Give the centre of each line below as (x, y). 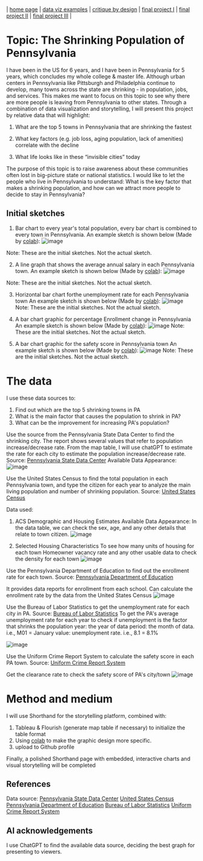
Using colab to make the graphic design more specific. (83, 740)
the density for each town (47, 559)
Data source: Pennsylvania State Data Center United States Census (90, 799)
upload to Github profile (45, 747)
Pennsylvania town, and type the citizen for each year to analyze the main (98, 485)
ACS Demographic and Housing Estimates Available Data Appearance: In (106, 521)
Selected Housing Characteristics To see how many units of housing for (105, 545)
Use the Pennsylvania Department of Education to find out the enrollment (98, 570)
